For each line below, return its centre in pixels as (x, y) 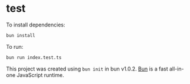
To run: (15, 46)
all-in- (176, 69)
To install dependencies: (36, 25)
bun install (21, 35)
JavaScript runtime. (41, 75)
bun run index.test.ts (34, 58)
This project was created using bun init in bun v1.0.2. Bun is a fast (87, 69)
